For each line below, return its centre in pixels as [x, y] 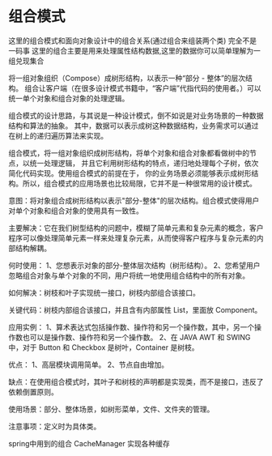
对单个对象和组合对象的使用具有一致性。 [76, 211]
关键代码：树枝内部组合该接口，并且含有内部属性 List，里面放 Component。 [135, 309]
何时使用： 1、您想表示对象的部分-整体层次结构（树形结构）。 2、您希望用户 [134, 265]
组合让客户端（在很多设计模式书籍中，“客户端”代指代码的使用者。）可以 [142, 88]
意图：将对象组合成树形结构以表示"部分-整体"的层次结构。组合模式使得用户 [134, 200]
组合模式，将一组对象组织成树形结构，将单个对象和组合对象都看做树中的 [129, 153]
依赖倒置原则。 [33, 392]
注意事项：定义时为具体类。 [55, 426]
